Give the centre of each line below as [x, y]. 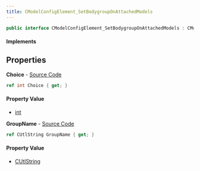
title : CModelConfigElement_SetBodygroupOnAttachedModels [79, 12]
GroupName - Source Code [40, 123]
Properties [26, 60]
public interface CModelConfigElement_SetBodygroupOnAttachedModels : [96, 28]
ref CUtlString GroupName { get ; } [50, 135]
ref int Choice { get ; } [37, 85]
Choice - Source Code [34, 74]
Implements [21, 42]
